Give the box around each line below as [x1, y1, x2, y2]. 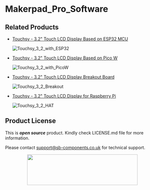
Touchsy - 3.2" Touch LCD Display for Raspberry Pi [12, 93, 116, 99]
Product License [5, 117, 56, 125]
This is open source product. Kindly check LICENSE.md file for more [5, 130, 144, 136]
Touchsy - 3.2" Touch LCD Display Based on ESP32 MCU [12, 36, 128, 42]
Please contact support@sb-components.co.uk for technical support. [5, 144, 146, 150]
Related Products [5, 23, 59, 31]
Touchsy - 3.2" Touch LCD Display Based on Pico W [12, 55, 118, 61]
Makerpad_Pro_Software [5, 3, 108, 15]
